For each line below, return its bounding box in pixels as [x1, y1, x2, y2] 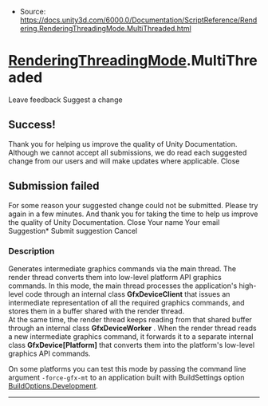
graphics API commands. [8, 349, 91, 358]
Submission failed [8, 179, 100, 193]
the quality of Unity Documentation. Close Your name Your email [8, 217, 220, 227]
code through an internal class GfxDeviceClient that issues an [25, 289, 231, 298]
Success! [8, 118, 56, 132]
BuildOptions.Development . [8, 380, 98, 390]
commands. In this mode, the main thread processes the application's [8, 281, 238, 290]
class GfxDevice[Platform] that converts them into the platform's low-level [8, 340, 255, 349]
